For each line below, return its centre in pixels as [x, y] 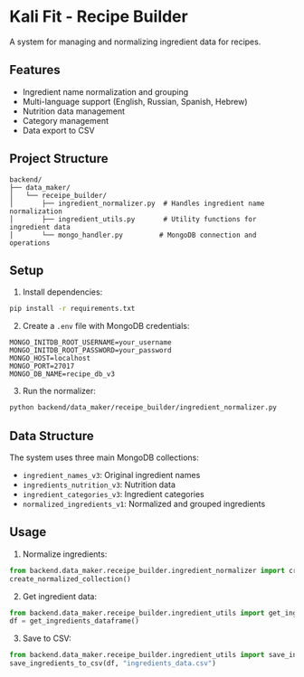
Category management [66, 120]
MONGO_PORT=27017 [42, 367]
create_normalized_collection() [70, 579]
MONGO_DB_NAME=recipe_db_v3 [62, 374]
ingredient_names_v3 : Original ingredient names [111, 475]
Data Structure [52, 436]
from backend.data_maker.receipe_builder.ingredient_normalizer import [147, 570]
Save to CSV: [47, 638]
